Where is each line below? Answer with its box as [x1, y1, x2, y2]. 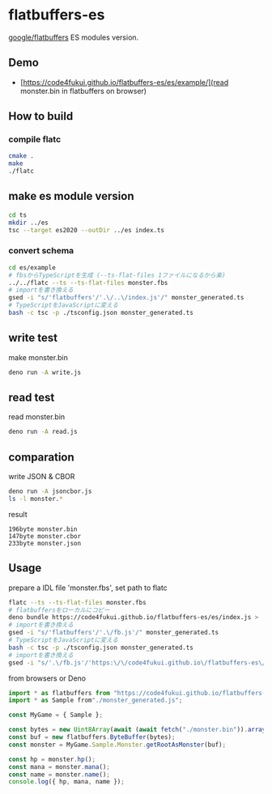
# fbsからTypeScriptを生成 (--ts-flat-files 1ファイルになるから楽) [8, 271, 226, 279]
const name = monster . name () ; [8, 771, 111, 779]
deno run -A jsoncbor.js [8, 487, 92, 495]
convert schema [8, 245, 74, 257]
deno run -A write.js [8, 368, 82, 376]
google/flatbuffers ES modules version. [8, 32, 139, 42]
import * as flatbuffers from [8, 689, 111, 697]
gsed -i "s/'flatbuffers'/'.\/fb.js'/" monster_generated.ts [8, 629, 219, 637]
